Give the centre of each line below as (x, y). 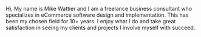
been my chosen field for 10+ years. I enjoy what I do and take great (91, 21)
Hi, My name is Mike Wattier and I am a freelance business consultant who (99, 9)
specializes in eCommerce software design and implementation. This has (97, 15)
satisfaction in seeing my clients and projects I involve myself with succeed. (101, 27)
